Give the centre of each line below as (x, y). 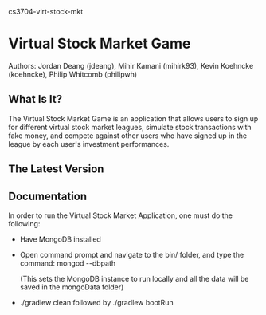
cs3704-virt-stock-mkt (46, 12)
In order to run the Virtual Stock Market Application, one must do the (121, 215)
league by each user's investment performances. (89, 144)
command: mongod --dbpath (68, 263)
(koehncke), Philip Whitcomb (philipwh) (73, 74)
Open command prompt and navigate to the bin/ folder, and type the (132, 254)
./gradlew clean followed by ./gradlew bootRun (96, 302)
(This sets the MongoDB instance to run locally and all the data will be (134, 278)
